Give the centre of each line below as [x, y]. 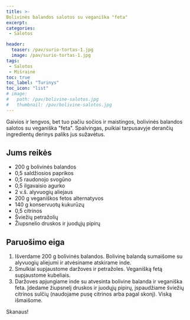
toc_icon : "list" [27, 88]
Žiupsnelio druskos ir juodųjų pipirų [57, 224]
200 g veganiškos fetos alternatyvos [59, 198]
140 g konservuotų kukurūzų [49, 205]
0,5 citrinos [28, 211]
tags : [13, 61]
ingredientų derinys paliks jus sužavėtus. [55, 134]
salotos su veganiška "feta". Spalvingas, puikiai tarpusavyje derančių [90, 128]
